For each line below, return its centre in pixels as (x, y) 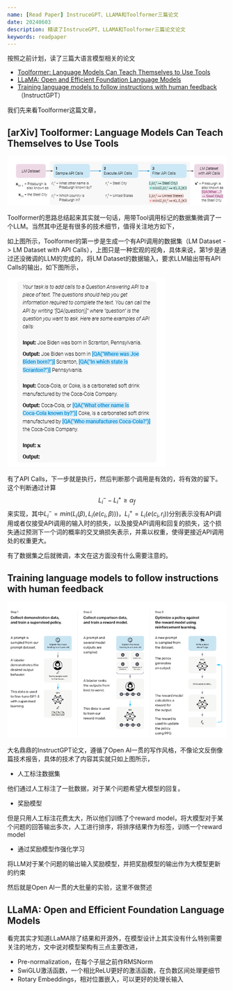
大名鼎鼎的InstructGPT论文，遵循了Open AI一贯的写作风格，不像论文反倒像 (115, 750)
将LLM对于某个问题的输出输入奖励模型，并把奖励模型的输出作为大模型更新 (114, 864)
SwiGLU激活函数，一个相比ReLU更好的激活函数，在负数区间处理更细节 (119, 970)
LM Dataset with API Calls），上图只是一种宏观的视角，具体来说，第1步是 (116, 249)
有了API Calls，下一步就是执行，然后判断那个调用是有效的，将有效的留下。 (114, 479)
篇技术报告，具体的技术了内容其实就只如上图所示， (80, 759)
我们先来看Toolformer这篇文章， (54, 110)
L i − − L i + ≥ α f (117, 500)
